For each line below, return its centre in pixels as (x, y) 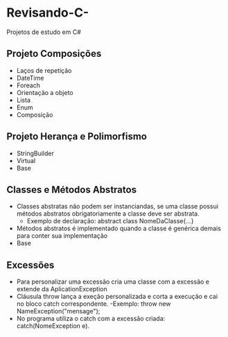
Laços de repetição (44, 70)
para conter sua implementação (62, 236)
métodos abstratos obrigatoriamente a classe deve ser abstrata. (108, 214)
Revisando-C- (48, 13)
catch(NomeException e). (53, 326)
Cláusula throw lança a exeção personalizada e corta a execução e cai (117, 297)
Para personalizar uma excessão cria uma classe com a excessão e (113, 282)
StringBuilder (35, 153)
